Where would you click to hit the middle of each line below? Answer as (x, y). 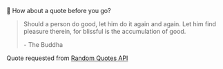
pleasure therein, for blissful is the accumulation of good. (105, 31)
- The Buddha (43, 45)
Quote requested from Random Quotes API (67, 58)
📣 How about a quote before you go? (59, 11)
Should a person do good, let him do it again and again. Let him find (120, 24)
